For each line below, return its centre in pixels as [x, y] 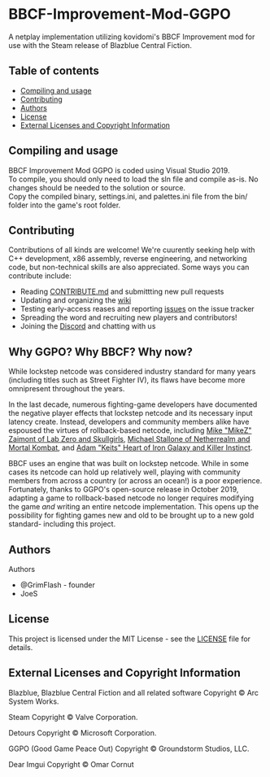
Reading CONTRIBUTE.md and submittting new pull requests [122, 292]
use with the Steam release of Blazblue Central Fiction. [100, 45]
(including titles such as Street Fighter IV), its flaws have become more [127, 380]
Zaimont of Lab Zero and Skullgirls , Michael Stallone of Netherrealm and [129, 439]
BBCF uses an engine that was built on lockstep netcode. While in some [129, 464]
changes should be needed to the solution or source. [97, 187]
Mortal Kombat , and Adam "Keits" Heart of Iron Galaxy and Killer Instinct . [131, 447]
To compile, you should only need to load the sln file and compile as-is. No [133, 179]
